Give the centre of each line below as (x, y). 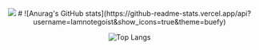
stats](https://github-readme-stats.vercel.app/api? (168, 13)
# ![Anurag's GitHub (51, 13)
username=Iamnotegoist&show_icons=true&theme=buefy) (129, 22)
